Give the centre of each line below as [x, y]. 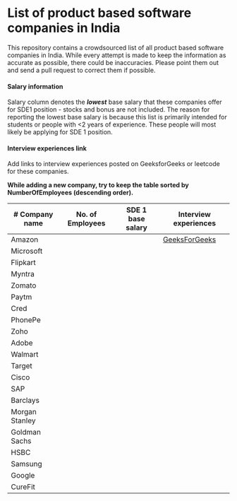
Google [23, 476]
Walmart [25, 355]
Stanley [23, 420]
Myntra [23, 274]
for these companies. [38, 172]
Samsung [26, 464]
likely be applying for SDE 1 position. [60, 132]
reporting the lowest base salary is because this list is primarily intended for [117, 117]
